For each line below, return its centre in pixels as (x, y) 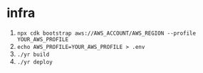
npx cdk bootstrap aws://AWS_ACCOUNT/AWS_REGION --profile (106, 33)
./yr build (33, 55)
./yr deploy (35, 62)
